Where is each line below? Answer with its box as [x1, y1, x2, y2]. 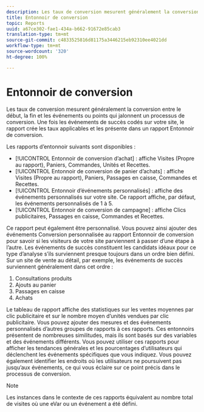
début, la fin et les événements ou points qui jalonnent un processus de [6, 111, 185, 119]
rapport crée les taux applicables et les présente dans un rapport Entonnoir [6, 125, 194, 132]
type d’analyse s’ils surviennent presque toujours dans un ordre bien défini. [6, 250, 195, 257]
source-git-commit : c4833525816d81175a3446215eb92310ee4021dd [6, 37, 167, 43]
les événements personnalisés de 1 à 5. [15, 199, 114, 207]
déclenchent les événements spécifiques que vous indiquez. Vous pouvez [6, 351, 192, 358]
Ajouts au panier [15, 281, 56, 288]
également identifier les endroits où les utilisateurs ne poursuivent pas [6, 357, 182, 364]
